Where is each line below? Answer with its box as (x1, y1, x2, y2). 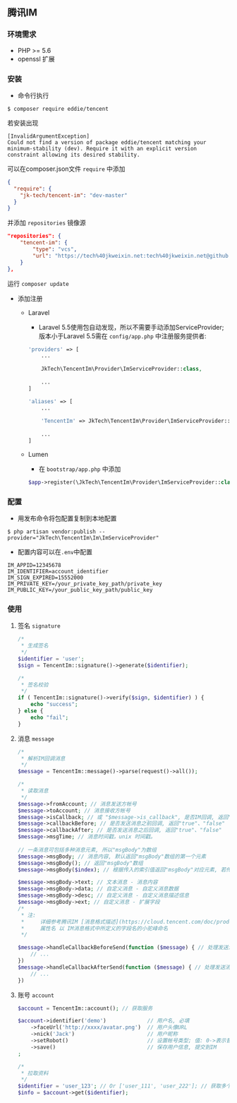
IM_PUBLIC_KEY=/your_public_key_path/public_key (7, 587, 153, 594)
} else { (17, 708, 44, 715)
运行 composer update (7, 279, 69, 287)
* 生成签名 (20, 642, 49, 650)
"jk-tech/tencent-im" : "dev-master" (20, 191, 128, 199)
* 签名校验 (20, 681, 49, 688)
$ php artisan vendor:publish (7, 528, 97, 535)
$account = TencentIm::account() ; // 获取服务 (17, 1005, 153, 1012)
